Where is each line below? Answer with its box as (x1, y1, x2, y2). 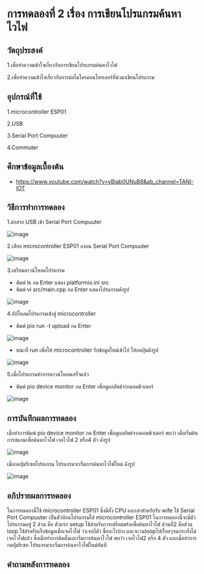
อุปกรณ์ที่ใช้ (7, 91, 42, 102)
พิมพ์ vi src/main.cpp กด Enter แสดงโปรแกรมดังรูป (15, 286, 129, 293)
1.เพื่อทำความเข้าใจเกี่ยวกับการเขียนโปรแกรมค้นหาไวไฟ (7, 61, 118, 68)
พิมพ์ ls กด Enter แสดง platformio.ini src (15, 279, 110, 286)
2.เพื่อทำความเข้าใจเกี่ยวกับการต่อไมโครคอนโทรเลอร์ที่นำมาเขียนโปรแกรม (7, 74, 155, 80)
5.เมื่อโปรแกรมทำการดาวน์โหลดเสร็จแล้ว (7, 371, 89, 378)
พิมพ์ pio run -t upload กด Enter (15, 322, 91, 330)
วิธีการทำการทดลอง (7, 202, 65, 212)
